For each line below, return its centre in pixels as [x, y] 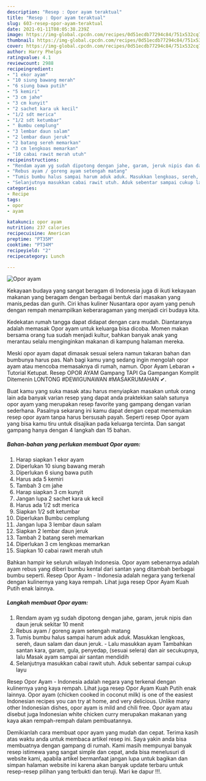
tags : [14, 199]
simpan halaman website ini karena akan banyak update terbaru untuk [95, 765]
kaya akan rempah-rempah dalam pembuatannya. [70, 721]
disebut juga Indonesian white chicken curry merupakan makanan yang [97, 714]
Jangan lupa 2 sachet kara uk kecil [60, 498]
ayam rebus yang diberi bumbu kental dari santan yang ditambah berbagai [101, 569]
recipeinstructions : [33, 160]
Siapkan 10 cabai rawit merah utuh [59, 550]
